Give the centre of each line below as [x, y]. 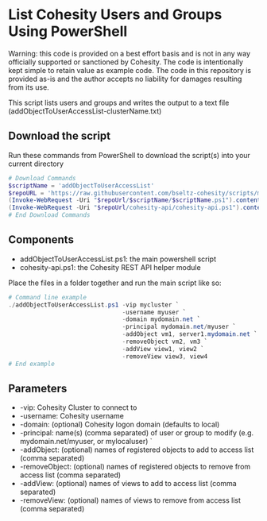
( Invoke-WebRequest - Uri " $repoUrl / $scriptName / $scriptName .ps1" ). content [135, 200]
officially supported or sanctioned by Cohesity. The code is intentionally [126, 62]
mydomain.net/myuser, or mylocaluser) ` [86, 442]
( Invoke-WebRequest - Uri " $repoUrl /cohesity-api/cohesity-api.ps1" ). [126, 208]
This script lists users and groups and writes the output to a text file [119, 102]
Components [41, 240]
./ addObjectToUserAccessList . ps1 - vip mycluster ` [94, 305]
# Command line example [48, 297]
